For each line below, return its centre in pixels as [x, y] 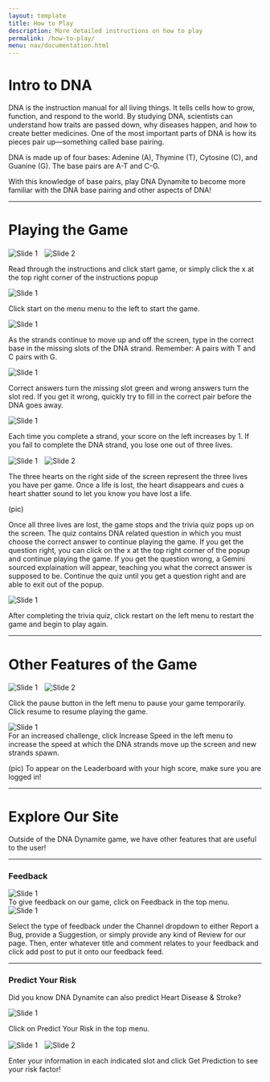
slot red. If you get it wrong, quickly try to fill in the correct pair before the [130, 396]
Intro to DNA [50, 86]
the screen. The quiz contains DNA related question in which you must [125, 533]
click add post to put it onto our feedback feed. [86, 952]
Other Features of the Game [103, 664]
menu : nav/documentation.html [59, 46]
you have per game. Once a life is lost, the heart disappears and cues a [126, 485]
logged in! [25, 777]
